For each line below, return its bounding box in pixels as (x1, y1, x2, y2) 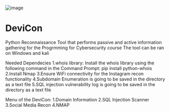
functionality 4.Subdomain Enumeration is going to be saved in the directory (5, 76, 165, 82)
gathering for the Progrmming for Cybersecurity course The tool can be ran (5, 45, 164, 51)
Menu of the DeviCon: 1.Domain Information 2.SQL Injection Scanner (5, 96, 150, 102)
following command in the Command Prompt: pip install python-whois (5, 65, 152, 71)
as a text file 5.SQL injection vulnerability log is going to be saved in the (5, 81, 156, 87)
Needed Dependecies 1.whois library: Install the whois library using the (5, 60, 155, 66)
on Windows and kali (5, 50, 50, 56)
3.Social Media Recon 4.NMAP (5, 102, 70, 108)
